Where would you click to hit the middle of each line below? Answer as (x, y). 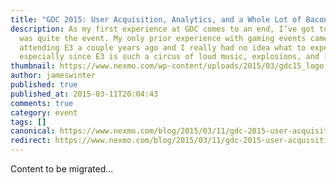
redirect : (31, 141)
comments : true (42, 103)
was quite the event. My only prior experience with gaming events (163, 38)
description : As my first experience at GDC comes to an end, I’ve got (162, 29)
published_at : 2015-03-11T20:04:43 (84, 94)
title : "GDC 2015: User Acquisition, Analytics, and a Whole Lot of (156, 19)
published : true (44, 85)
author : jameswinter (53, 76)
